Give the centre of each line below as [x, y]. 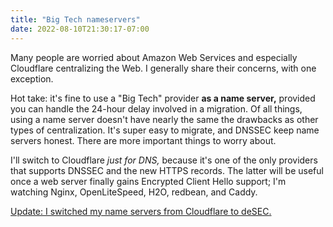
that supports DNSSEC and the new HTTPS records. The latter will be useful [167, 170]
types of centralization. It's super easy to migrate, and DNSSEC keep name [165, 130]
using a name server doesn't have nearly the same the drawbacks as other [164, 119]
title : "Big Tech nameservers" [75, 19]
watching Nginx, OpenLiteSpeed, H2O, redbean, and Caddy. [134, 192]
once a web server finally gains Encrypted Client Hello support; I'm [148, 181]
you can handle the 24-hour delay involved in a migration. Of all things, [156, 108]
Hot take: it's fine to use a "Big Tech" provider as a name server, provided [163, 98]
